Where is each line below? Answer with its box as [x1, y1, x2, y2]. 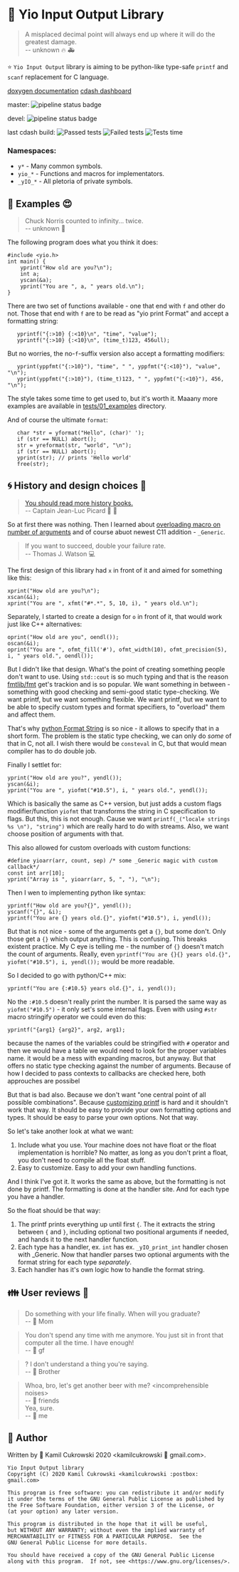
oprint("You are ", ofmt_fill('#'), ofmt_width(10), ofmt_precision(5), [7, 646, 228, 653]
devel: [7, 114, 26, 123]
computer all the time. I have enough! [24, 1338, 134, 1347]
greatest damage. [24, 37, 77, 46]
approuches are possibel [7, 1076, 80, 1085]
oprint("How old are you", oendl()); [7, 633, 119, 640]
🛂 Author [7, 1432, 48, 1445]
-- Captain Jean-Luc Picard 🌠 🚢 [24, 506, 117, 515]
